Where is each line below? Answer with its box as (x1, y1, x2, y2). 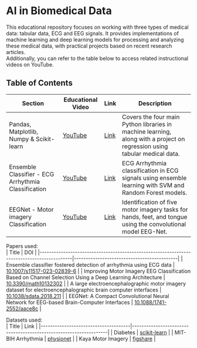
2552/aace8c (6, 304, 39, 312)
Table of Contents (6, 78, 73, 88)
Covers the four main (122, 113, 180, 121)
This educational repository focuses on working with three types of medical (6, 24, 189, 31)
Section (22, 99, 44, 107)
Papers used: (6, 242, 38, 249)
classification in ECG (122, 166, 179, 175)
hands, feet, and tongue (122, 213, 188, 221)
